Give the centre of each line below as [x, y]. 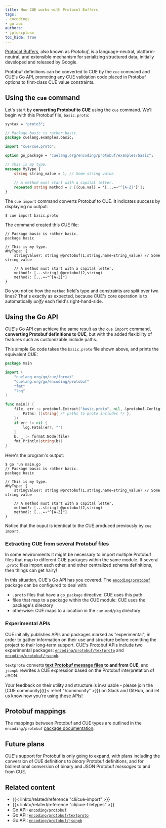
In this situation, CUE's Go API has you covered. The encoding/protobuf [78, 580]
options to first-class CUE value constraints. [50, 82]
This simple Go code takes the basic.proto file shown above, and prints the [82, 349]
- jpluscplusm [20, 33]
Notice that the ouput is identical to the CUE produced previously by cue [78, 526]
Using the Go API [32, 317]
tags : [11, 14]
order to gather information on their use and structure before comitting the [81, 640]
